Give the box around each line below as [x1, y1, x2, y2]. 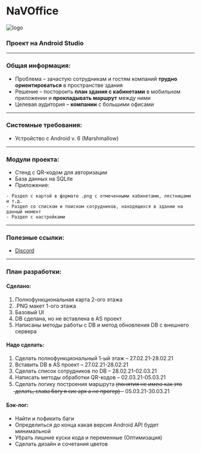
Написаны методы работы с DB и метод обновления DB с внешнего [14, 321, 190, 329]
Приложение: [14, 181, 50, 189]
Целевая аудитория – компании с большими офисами [14, 101, 154, 108]
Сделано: [6, 282, 32, 290]
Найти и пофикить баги [14, 415, 75, 422]
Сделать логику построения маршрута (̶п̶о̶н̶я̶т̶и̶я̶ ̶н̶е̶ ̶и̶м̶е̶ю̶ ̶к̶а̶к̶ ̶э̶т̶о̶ [14, 380, 182, 387]
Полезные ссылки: [6, 233, 65, 242]
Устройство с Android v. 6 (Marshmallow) [14, 135, 119, 142]
